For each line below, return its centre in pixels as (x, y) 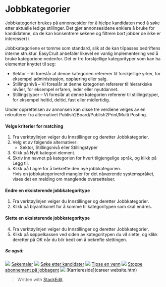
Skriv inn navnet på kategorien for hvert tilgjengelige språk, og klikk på (84, 158)
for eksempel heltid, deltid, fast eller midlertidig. (61, 99)
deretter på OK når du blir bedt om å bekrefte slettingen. (70, 239)
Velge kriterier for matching (34, 126)
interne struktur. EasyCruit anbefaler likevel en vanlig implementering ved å (82, 53)
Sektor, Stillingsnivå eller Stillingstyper (59, 147)
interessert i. (18, 39)
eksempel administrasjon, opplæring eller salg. (60, 79)
